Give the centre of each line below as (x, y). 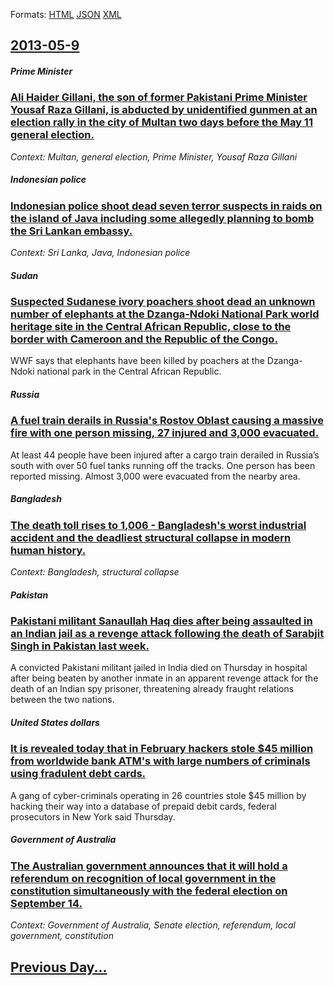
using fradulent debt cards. (78, 774)
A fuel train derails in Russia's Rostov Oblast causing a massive (167, 421)
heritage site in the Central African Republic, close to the (151, 327)
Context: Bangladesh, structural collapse (95, 572)
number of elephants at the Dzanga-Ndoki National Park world (165, 314)
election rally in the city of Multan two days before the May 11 (161, 122)
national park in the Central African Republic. (129, 371)
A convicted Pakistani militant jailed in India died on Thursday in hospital (159, 668)
